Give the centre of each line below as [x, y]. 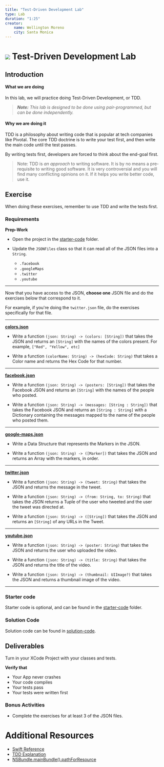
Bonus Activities [25, 705]
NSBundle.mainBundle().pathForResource [54, 759]
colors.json [17, 327]
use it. [23, 179]
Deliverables [25, 646]
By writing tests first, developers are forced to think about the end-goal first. [82, 154]
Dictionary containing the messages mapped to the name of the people [84, 415]
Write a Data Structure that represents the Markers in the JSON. [76, 444]
